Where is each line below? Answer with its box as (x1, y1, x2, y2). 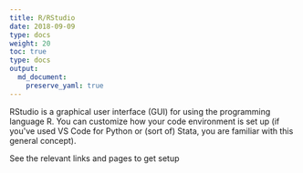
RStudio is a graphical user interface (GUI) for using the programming (9, 106, 271, 117)
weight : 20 (9, 38, 51, 48)
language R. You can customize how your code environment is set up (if (9, 116, 280, 127)
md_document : (17, 73, 68, 82)
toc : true (9, 47, 47, 56)
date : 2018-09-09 (9, 22, 76, 31)
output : (9, 65, 39, 74)
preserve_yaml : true (26, 81, 104, 90)
